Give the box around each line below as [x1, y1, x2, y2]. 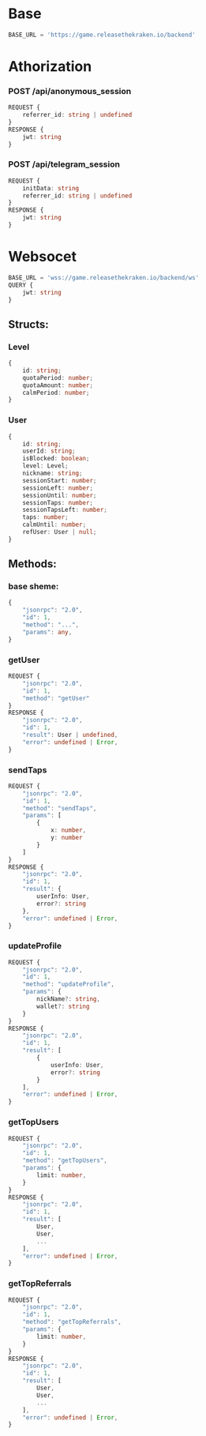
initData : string [22, 184, 80, 192]
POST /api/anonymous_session [8, 85, 132, 96]
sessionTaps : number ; [22, 498, 93, 506]
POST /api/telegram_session [8, 159, 121, 170]
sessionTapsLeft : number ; [22, 506, 108, 514]
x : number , [50, 826, 87, 834]
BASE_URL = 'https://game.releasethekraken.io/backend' [8, 31, 196, 39]
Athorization [8, 58, 92, 75]
